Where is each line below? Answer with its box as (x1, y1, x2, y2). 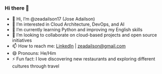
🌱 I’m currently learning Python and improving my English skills (12, 27, 143, 33)
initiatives (12, 37, 32, 43)
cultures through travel (12, 63, 60, 69)
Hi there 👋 (5, 5, 30, 12)
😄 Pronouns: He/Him (12, 50, 56, 56)
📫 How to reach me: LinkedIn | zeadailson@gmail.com (12, 43, 126, 49)
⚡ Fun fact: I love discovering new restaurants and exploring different (12, 56, 155, 62)
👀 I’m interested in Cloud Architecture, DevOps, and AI (12, 21, 125, 27)
